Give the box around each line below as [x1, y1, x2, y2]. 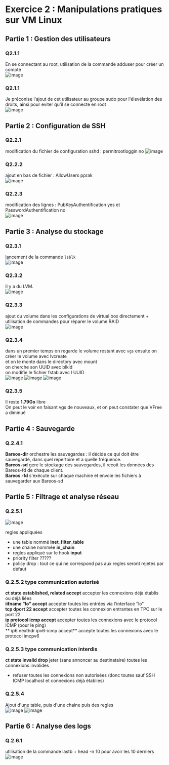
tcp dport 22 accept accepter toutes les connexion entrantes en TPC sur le [5, 606, 162, 612]
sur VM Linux [5, 14, 62, 26]
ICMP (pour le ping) [5, 622, 47, 628]
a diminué [5, 410, 26, 416]
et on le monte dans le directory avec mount [5, 358, 98, 365]
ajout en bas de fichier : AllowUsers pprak [5, 172, 93, 178]
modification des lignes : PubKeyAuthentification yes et [5, 202, 120, 208]
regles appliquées [5, 529, 43, 535]
